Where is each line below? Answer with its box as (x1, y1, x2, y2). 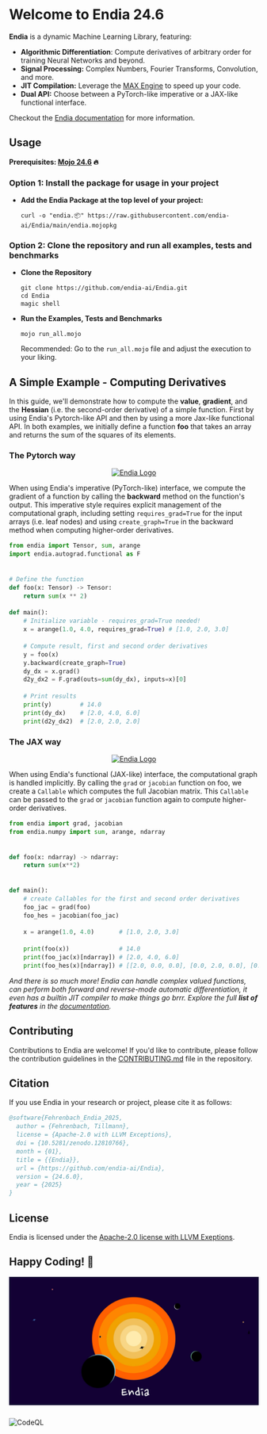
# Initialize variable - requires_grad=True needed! (23, 617, 201, 625)
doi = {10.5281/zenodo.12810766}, (16, 1139, 130, 1147)
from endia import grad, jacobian (9, 820, 124, 828)
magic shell (20, 300, 60, 308)
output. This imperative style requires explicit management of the (9, 500, 223, 510)
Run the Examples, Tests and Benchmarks (20, 314, 162, 323)
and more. (20, 72, 55, 82)
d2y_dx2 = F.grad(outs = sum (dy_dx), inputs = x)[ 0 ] (23, 675, 187, 683)
